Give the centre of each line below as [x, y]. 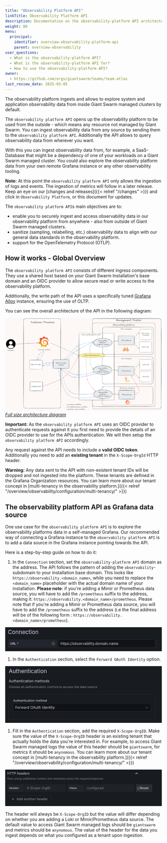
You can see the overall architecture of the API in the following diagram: [79, 311]
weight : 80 [16, 26]
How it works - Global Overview [55, 258]
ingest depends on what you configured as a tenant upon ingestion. [75, 836]
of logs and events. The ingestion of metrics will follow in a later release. [79, 186]
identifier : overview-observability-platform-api [67, 42]
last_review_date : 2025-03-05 [37, 84]
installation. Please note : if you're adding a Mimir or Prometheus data [83, 589]
